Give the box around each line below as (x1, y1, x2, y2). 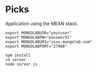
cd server (5, 57, 27, 62)
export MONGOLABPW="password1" (5, 35, 72, 40)
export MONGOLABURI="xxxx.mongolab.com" (5, 39, 93, 44)
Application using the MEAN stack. (5, 20, 78, 27)
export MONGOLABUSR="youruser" (5, 30, 72, 35)
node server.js (5, 61, 38, 67)
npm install (5, 53, 31, 58)
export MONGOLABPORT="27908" (5, 43, 67, 49)
